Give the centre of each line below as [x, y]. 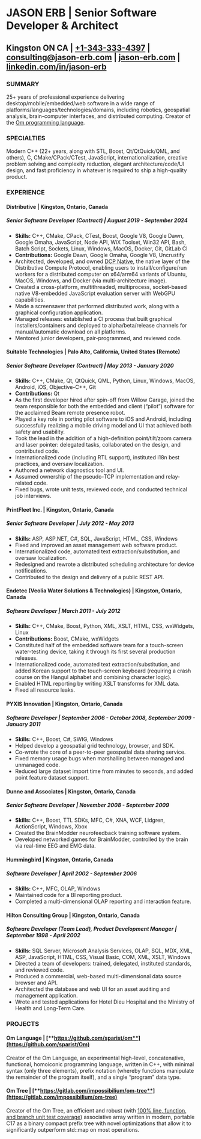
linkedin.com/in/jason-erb [56, 67]
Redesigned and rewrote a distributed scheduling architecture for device [104, 564]
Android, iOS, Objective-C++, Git [55, 387]
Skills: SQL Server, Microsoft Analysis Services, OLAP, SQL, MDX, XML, [104, 951]
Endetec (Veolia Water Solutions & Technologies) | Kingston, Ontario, [94, 591]
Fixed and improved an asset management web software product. [96, 545]
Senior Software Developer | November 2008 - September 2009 [88, 805]
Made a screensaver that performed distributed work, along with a [97, 306]
